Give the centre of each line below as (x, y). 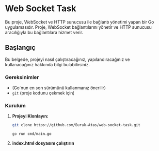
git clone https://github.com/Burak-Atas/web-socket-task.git (76, 125)
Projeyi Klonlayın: (30, 116)
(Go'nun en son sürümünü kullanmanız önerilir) (59, 88)
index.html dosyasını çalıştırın (43, 143)
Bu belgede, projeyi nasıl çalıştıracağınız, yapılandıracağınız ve (67, 59)
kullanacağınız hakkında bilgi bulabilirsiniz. (48, 64)
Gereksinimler (22, 77)
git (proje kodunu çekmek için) (43, 93)
